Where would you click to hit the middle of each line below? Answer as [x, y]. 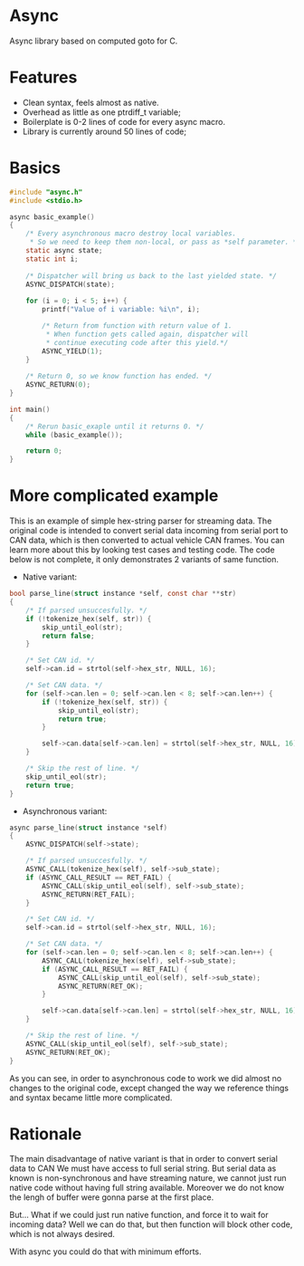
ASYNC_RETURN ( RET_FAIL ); [89, 894]
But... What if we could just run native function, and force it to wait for [139, 1215]
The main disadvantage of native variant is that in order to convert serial [144, 1159]
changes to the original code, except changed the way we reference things [149, 1088]
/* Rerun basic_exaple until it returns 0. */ [115, 427]
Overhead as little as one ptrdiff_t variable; [101, 112]
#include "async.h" [46, 192]
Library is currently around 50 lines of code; [104, 131]
